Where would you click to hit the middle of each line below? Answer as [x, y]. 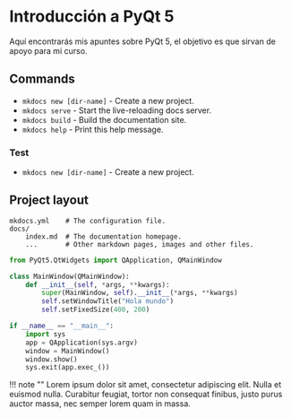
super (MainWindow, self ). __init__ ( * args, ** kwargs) [140, 293]
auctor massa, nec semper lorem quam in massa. [100, 404]
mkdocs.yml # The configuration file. [88, 221]
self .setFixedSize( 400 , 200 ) [96, 310]
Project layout [49, 200]
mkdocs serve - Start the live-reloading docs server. [117, 110]
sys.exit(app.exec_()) [68, 368]
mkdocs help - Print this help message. [93, 129]
